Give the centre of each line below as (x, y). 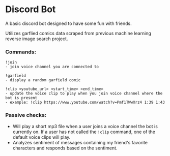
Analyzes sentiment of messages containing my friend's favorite (80, 142)
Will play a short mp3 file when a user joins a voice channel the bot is (85, 126)
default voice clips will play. (41, 137)
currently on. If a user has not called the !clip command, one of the (84, 132)
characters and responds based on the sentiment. (65, 148)
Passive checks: (26, 115)
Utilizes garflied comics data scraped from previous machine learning (78, 33)
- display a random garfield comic (43, 80)
